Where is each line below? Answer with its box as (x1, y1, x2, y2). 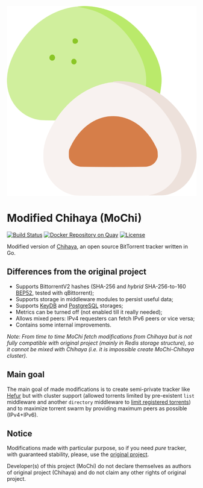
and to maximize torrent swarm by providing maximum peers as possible (7, 404, 187, 412)
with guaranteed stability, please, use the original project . (7, 451, 149, 458)
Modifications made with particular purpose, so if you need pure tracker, (7, 445, 187, 452)
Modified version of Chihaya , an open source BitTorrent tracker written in (7, 243, 189, 250)
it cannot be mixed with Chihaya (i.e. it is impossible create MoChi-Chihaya (7, 345, 195, 352)
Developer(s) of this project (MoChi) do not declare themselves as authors (7, 463, 192, 470)
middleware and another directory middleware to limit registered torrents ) (7, 398, 192, 405)
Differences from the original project (7, 267, 147, 277)
